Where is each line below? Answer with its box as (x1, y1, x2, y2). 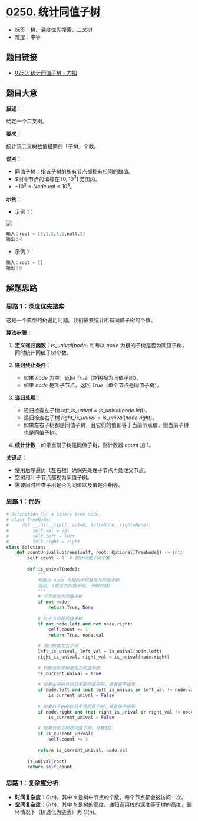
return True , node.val (48, 632, 104, 638)
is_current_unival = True (37, 670, 101, 676)
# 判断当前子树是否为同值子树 (37, 665, 100, 671)
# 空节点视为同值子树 (37, 594, 83, 600)
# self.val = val (6, 527, 70, 533)
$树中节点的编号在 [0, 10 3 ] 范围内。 (14, 174, 101, 183)
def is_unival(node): (27, 566, 81, 572)
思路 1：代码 (6, 497, 41, 506)
